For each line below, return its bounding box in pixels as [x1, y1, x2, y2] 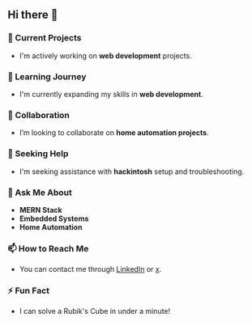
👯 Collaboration [7, 109, 70, 121]
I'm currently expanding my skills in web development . [19, 89, 203, 99]
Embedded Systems [19, 214, 89, 223]
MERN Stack [19, 205, 62, 214]
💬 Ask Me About [7, 187, 72, 198]
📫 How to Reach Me [7, 243, 89, 254]
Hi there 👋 [7, 8, 58, 22]
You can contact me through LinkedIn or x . [19, 265, 162, 274]
